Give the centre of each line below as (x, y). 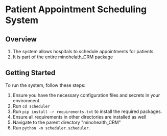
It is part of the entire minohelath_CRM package (63, 57)
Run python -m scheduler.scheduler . (51, 128)
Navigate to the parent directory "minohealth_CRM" (67, 122)
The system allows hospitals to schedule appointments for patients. (83, 51)
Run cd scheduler (31, 106)
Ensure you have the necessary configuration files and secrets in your (86, 95)
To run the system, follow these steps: (45, 85)
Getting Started (30, 73)
